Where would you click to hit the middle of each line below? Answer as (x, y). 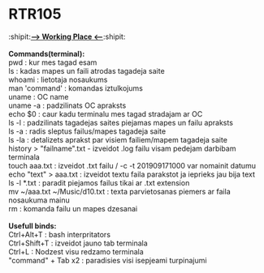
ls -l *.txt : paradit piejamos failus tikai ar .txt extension (99, 182)
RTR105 (35, 14)
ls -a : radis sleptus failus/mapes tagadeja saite (87, 131)
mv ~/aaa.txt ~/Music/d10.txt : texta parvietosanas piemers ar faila (119, 191)
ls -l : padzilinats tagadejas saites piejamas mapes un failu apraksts (121, 122)
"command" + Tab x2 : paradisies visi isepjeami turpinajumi (108, 260)
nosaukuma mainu (39, 200)
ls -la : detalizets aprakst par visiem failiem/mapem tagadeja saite (118, 139)
